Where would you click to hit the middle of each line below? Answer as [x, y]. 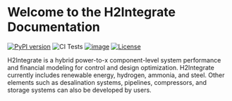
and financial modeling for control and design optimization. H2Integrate [111, 67]
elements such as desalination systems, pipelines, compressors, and [107, 82]
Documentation [54, 27]
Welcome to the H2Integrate [92, 12]
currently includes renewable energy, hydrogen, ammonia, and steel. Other [116, 75]
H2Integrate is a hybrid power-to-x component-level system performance [114, 60]
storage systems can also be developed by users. [79, 90]
